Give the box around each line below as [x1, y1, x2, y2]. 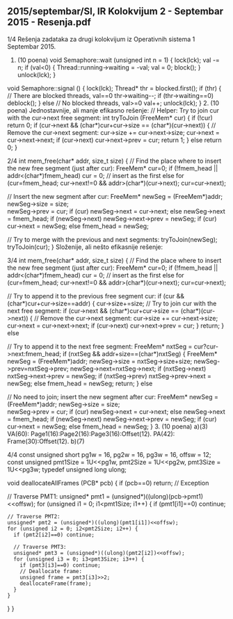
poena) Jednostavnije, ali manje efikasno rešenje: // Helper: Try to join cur [7, 106, 219, 114]
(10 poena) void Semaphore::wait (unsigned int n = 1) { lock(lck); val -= [17, 56, 220, 64]
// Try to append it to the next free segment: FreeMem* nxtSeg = [7, 342, 193, 351]
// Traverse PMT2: [7, 513, 61, 520]
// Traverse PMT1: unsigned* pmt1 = [7, 492, 111, 500]
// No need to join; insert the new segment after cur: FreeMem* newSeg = [7, 392, 219, 401]
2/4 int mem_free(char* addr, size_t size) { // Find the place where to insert [7, 156, 222, 165]
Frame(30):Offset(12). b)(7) [7, 437, 85, 445]
